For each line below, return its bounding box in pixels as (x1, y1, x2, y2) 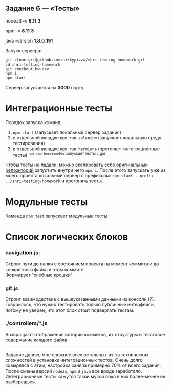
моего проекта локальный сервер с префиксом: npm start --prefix (5, 173, 154, 179)
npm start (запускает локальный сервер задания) (12, 129, 122, 135)
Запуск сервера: (5, 47, 42, 53)
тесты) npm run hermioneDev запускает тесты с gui (12, 151, 106, 158)
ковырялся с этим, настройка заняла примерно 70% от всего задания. (5, 362, 161, 368)
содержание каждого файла (5, 337, 68, 343)
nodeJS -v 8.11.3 (5, 17, 41, 24)
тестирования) (12, 140, 45, 146)
